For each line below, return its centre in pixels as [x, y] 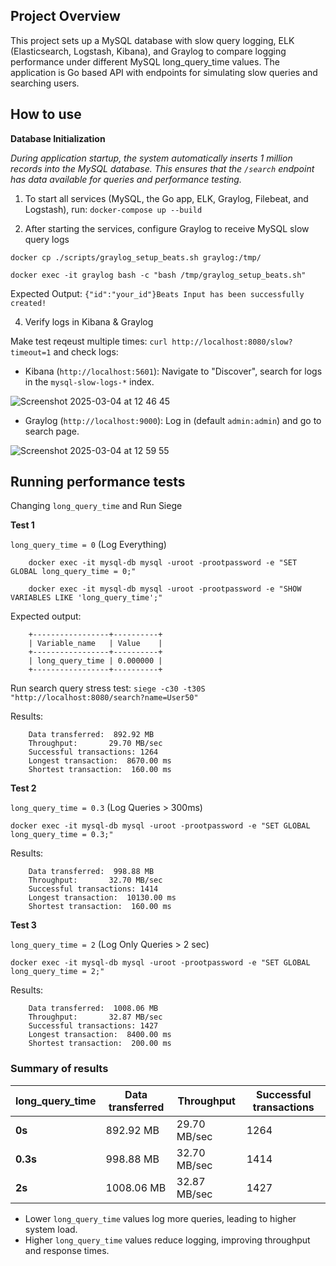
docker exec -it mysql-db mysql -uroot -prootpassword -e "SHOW [165, 589]
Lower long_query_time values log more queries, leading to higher [160, 1218]
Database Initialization [58, 138]
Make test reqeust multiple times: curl [89, 341]
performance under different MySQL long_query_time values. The [145, 61]
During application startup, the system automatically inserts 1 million [151, 158]
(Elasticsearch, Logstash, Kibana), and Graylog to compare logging [148, 51]
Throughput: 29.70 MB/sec [95, 744]
